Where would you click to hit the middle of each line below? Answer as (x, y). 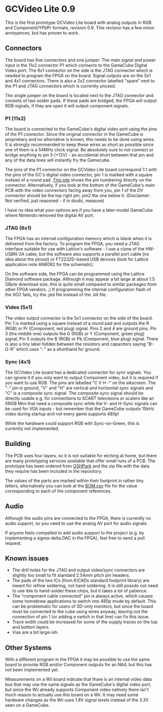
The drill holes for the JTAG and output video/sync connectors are (78, 570)
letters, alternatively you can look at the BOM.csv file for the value (71, 486)
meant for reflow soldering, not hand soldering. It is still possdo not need (85, 586)
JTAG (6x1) (18, 228)
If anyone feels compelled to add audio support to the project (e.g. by (75, 532)
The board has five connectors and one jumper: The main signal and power (81, 60)
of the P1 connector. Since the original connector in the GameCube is (74, 134)
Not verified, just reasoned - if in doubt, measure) (55, 201)
